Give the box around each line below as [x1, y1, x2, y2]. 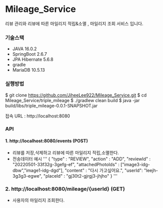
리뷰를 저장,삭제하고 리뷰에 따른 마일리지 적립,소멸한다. [12, 149, 119, 155]
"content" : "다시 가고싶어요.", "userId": [64, 167, 143, 173]
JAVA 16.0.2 [12, 46, 37, 52]
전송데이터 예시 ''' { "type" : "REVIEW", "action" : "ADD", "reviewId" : [12, 156, 151, 162]
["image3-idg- [120, 161, 151, 167]
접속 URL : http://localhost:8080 [5, 113, 70, 119]
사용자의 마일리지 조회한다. [12, 197, 65, 203]
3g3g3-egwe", [12, 173, 42, 179]
